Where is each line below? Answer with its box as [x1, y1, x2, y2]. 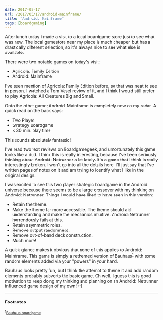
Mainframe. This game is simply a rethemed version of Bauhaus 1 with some [5, 252, 156, 259]
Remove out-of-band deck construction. [12, 232, 93, 238]
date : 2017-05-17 [5, 7, 40, 12]
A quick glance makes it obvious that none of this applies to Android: [5, 247, 142, 253]
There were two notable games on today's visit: [5, 59, 100, 65]
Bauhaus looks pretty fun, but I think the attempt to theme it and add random [5, 267, 158, 273]
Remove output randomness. [12, 227, 70, 233]
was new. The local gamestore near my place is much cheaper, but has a [5, 39, 151, 45]
